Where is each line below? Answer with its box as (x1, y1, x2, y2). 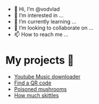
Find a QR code (13, 79, 52, 86)
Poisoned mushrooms (13, 85, 67, 92)
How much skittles (13, 92, 59, 99)
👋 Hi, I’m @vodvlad (13, 6, 60, 12)
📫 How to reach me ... (13, 31, 69, 38)
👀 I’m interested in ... (13, 12, 64, 19)
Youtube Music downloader (13, 73, 81, 80)
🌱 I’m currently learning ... (13, 18, 77, 25)
